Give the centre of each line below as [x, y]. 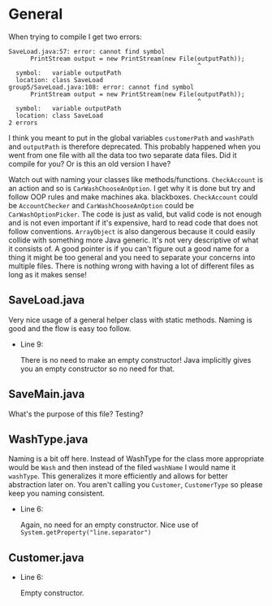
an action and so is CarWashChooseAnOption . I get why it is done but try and [132, 188]
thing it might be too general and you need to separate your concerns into [132, 257]
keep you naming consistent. [57, 494]
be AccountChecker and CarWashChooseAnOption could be [101, 205]
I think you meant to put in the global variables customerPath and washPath [131, 137]
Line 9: [32, 344]
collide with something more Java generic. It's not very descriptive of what [134, 240]
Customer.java [46, 558]
